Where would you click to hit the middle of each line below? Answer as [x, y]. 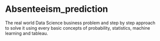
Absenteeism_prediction [57, 9]
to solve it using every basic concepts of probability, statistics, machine [78, 28]
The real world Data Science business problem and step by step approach [80, 23]
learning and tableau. [27, 33]
